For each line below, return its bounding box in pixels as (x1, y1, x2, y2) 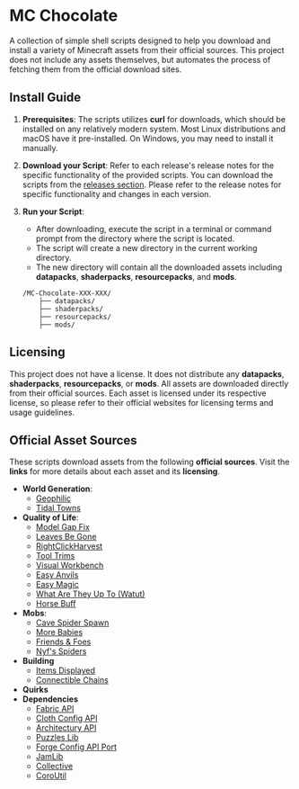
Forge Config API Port (35, 741, 118, 752)
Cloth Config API (35, 713, 98, 724)
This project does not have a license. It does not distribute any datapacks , (9, 368, 285, 379)
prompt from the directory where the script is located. (35, 233, 235, 244)
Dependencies (22, 694, 79, 704)
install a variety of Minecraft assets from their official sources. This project (9, 44, 285, 55)
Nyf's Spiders (35, 646, 87, 657)
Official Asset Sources (9, 433, 137, 448)
